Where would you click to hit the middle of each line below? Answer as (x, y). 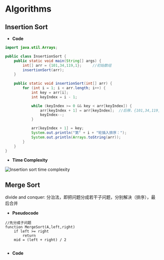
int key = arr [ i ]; (50, 93)
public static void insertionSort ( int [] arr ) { (63, 84)
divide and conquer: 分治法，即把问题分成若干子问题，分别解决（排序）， (78, 197)
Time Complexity (30, 160)
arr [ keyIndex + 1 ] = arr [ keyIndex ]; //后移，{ (88, 111)
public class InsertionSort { (36, 56)
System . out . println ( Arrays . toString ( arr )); (76, 137)
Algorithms (28, 9)
